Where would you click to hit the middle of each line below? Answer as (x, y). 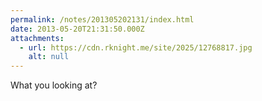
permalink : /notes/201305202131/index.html (102, 19)
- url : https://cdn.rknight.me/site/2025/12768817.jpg (136, 47)
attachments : (37, 38)
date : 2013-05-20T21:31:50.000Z (77, 29)
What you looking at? (54, 85)
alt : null (49, 57)
